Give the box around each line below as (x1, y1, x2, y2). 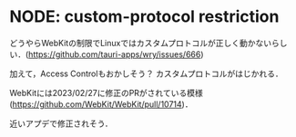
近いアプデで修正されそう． (9, 118, 113, 129)
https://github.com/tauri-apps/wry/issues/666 (28, 48, 201, 60)
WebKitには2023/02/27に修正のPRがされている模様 (9, 87, 203, 98)
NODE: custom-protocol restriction (9, 6, 280, 27)
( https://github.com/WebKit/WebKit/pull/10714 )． (9, 98, 193, 110)
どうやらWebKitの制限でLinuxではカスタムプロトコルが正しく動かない (9, 37, 272, 48)
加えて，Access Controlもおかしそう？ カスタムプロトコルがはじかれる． (9, 68, 284, 79)
